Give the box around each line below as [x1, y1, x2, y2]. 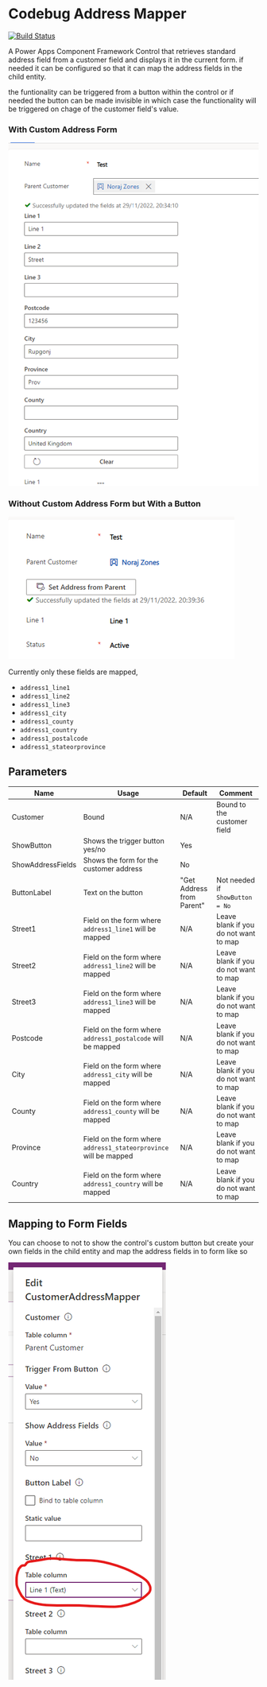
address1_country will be [83, 1179, 164, 1189]
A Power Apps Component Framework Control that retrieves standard [8, 46, 236, 56]
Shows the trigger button [83, 836, 164, 846]
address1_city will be [83, 1070, 153, 1080]
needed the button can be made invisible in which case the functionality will [8, 95, 257, 105]
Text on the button [83, 888, 143, 898]
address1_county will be [83, 1106, 161, 1115]
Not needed [216, 875, 256, 885]
